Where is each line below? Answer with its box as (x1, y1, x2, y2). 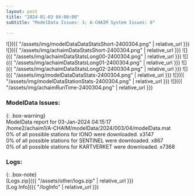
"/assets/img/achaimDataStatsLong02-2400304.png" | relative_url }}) (13, 66, 182, 73)
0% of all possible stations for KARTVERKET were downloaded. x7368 (6, 143, 175, 150)
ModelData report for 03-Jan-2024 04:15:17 (6, 118, 112, 125)
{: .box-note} (6, 171, 37, 178)
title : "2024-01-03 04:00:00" (6, 14, 80, 20)
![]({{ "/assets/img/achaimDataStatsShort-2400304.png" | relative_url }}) (6, 47, 181, 54)
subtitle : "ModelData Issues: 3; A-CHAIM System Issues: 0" (6, 19, 156, 25)
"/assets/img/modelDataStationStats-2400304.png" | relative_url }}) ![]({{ (6, 78, 183, 85)
